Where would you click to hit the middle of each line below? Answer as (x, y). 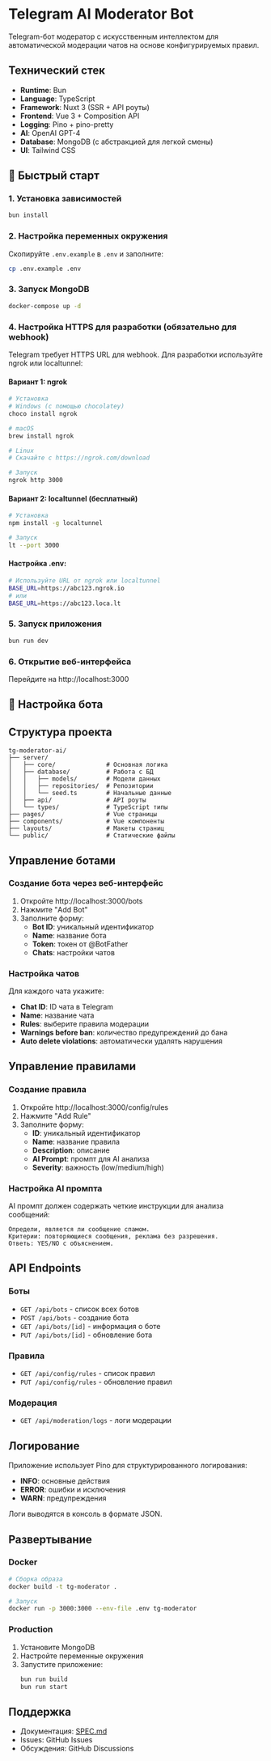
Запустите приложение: (61, 1664)
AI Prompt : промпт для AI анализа (91, 1158)
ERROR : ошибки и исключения (73, 1490)
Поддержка (40, 1712)
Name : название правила (76, 1141)
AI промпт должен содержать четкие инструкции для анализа (116, 1206)
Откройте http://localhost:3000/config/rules (94, 1107)
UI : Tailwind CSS (48, 150)
